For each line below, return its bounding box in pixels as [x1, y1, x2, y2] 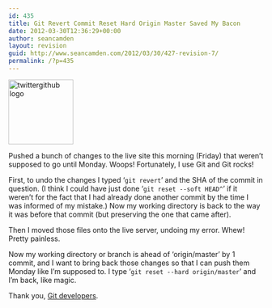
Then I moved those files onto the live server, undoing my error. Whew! [8, 225, 245, 234]
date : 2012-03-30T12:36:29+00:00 [8, 27, 121, 35]
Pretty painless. [8, 234, 61, 243]
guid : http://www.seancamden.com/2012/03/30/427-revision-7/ [8, 49, 219, 57]
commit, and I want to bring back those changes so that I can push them [8, 258, 250, 268]
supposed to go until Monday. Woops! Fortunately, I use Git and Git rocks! [8, 159, 254, 169]
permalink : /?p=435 [8, 57, 74, 65]
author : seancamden [8, 34, 74, 43]
